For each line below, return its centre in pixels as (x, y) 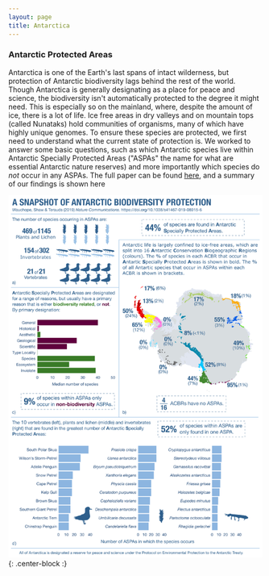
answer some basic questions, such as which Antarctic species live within (131, 149)
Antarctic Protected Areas (60, 55)
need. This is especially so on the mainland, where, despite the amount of (131, 106)
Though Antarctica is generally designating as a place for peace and (122, 90)
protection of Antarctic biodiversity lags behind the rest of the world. (122, 81)
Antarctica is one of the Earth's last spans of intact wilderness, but (119, 72)
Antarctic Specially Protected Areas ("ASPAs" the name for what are (121, 158)
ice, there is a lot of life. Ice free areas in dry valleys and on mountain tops (131, 115)
